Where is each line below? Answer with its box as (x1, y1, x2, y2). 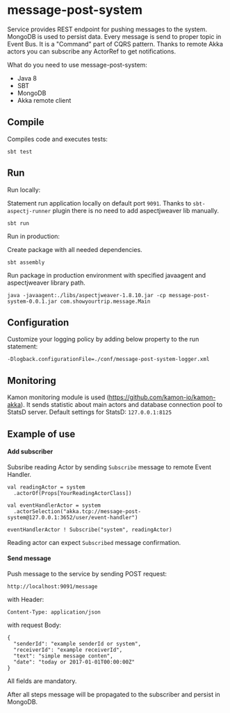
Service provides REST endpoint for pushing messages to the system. (7, 25, 208, 33)
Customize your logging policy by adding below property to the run (7, 335, 199, 344)
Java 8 (17, 74, 37, 82)
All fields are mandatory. (7, 676, 77, 685)
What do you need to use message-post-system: (7, 60, 148, 69)
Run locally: (7, 185, 41, 194)
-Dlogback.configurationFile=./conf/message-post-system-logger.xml (7, 356, 210, 363)
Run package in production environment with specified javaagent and (7, 271, 206, 279)
